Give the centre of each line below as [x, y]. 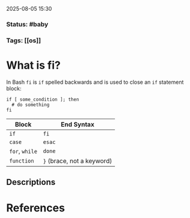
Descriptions [31, 182]
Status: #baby [27, 24]
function [22, 161]
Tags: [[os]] [23, 40]
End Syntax [78, 124]
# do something [31, 105]
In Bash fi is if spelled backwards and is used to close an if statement [95, 82]
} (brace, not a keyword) [78, 161]
